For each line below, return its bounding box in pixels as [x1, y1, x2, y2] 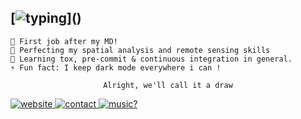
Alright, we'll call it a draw [103, 80, 233, 90]
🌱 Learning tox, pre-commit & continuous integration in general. [10, 54, 293, 64]
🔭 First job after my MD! [10, 36, 118, 46]
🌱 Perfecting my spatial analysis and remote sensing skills [10, 45, 271, 55]
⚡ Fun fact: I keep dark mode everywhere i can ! [10, 62, 222, 73]
